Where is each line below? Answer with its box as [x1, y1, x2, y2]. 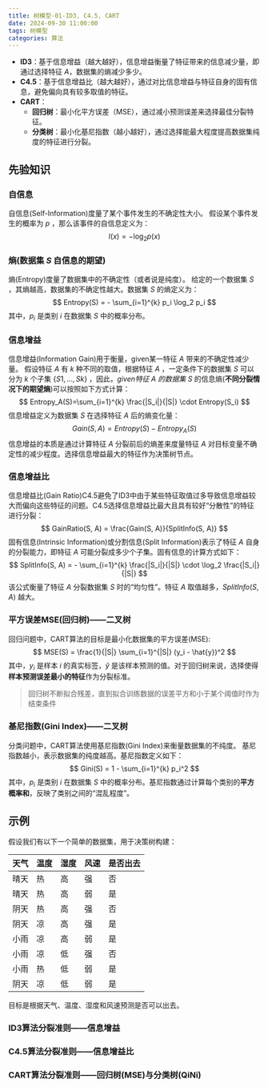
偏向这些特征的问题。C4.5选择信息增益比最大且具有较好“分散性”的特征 [22, 501, 254, 511]
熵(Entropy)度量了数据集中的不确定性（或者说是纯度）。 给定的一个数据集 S [8, 275, 254, 284]
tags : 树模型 [8, 26, 48, 34]
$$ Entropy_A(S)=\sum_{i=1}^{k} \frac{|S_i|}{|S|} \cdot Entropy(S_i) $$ [18, 397, 250, 407]
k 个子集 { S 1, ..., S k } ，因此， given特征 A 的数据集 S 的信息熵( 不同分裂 [23, 374, 254, 384]
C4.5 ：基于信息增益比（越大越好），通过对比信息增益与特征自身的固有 [19, 77, 250, 86]
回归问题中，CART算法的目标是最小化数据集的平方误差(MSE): [8, 634, 210, 644]
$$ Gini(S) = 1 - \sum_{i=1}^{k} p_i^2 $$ [69, 764, 200, 773]
